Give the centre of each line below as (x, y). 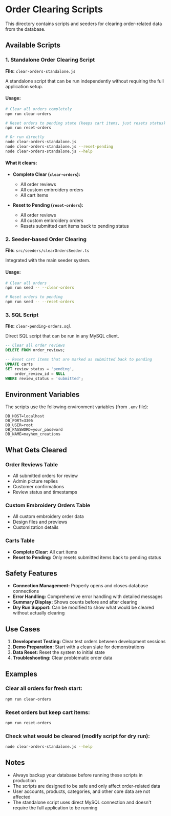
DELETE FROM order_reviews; (35, 350)
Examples (21, 674)
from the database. (25, 29)
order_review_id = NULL (40, 374)
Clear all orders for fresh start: (44, 688)
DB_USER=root (19, 425)
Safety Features (31, 573)
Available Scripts (33, 45)
